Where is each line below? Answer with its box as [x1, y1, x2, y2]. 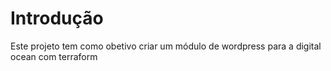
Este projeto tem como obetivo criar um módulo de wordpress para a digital [10, 40, 322, 52]
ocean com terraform [10, 50, 98, 62]
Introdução [10, 7, 104, 30]
